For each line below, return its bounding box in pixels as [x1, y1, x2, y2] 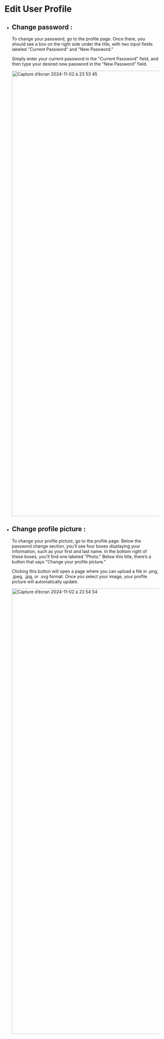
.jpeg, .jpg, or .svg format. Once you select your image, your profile [11, 573, 147, 579]
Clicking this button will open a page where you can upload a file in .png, [11, 568, 159, 574]
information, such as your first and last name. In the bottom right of [11, 548, 147, 554]
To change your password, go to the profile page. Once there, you [11, 36, 145, 42]
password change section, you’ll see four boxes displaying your [11, 543, 141, 549]
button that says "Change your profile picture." [11, 558, 106, 564]
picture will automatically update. [11, 579, 79, 584]
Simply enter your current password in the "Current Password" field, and [11, 56, 159, 62]
